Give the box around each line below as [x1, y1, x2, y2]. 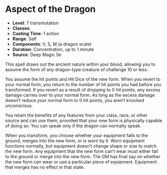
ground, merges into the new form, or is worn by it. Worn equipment [5, 138, 145, 144]
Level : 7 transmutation [12, 20, 59, 26]
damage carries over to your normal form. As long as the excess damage [5, 92, 155, 98]
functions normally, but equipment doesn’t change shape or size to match [5, 143, 157, 149]
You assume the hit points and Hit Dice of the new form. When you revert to [5, 76, 161, 82]
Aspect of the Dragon [5, 3, 96, 15]
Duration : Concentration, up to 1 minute [12, 46, 94, 52]
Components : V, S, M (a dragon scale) [12, 41, 92, 47]
